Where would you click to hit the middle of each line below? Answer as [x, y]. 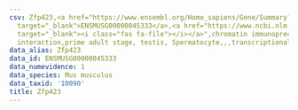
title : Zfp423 [35, 91]
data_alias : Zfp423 [45, 51]
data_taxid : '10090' [47, 83]
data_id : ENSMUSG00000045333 [63, 59]
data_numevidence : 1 [47, 67]
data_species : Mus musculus [61, 75]
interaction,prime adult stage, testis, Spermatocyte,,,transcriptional [154, 42]
